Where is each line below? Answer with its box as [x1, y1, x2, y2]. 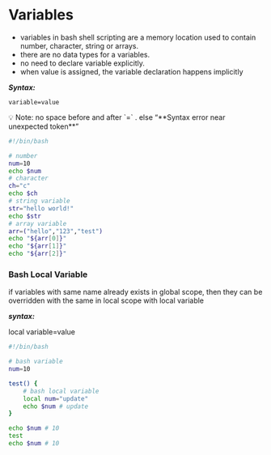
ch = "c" [8, 182, 31, 190]
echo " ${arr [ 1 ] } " [8, 242, 67, 250]
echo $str [8, 212, 42, 220]
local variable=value [8, 327, 75, 337]
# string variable [8, 197, 70, 206]
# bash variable [8, 358, 63, 366]
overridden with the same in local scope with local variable [8, 296, 205, 305]
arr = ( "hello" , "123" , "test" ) [8, 227, 104, 236]
